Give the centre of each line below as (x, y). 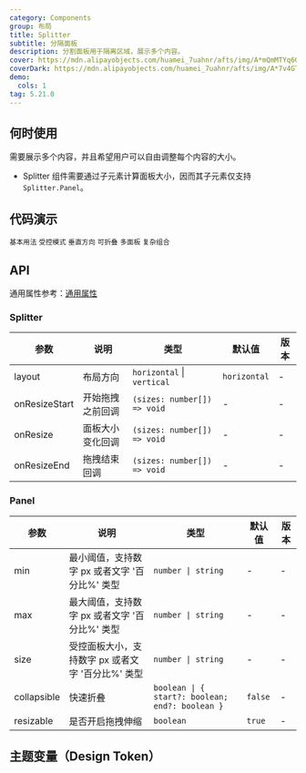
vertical (151, 382)
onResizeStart (44, 404)
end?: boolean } (189, 706)
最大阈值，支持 (101, 602)
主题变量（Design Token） (85, 756)
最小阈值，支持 (101, 557)
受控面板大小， (101, 646)
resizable (34, 720)
